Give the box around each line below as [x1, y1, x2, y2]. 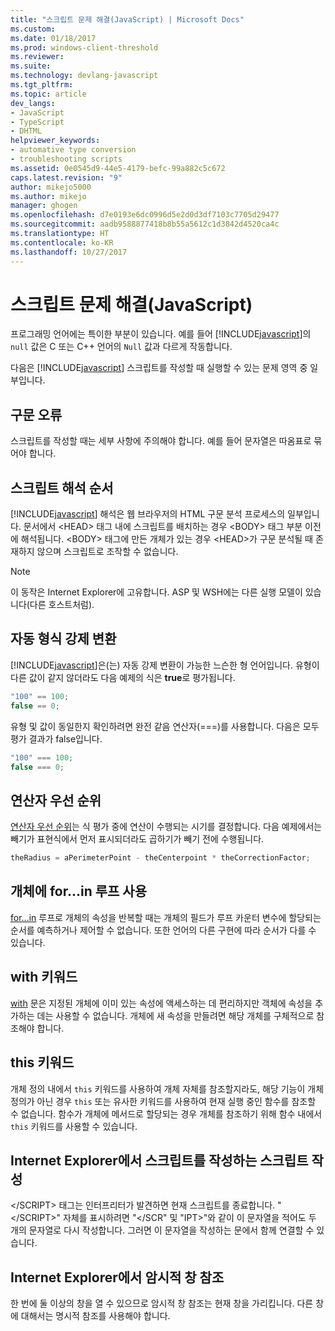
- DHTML [10, 126, 43, 136]
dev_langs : [10, 98, 56, 108]
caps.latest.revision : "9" [10, 172, 123, 183]
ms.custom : [10, 24, 56, 34]
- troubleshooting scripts [10, 154, 123, 164]
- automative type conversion [10, 145, 137, 155]
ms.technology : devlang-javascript [10, 71, 159, 81]
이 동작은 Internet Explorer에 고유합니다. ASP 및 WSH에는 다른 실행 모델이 [10, 586, 303, 598]
